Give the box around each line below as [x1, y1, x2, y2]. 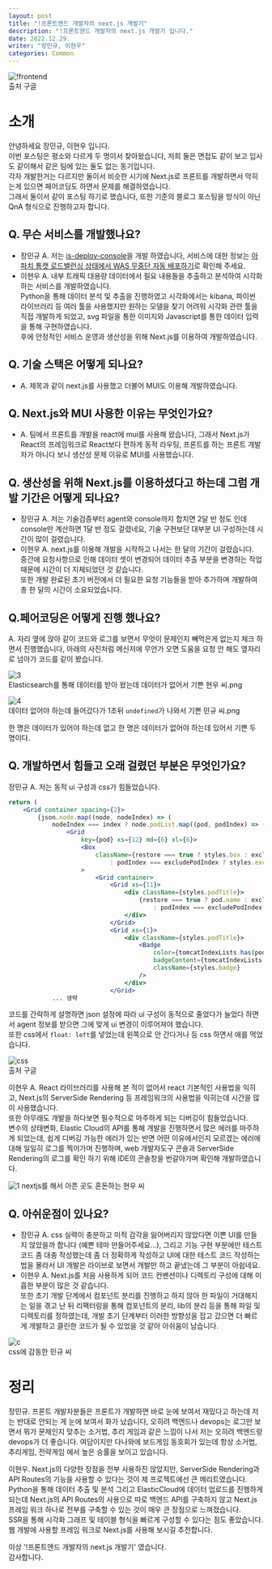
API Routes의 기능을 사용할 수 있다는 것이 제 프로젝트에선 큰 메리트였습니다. [8, 1474, 248, 1484]
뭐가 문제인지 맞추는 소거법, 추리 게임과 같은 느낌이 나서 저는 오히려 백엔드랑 [23, 1427, 263, 1437]
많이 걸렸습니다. [35, 534, 86, 544]
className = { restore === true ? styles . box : [95, 851, 249, 859]
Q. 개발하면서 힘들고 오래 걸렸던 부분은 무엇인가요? [8, 759, 247, 773]
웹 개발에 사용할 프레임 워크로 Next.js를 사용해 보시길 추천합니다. [8, 1525, 213, 1535]
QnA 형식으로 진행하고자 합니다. [8, 202, 110, 211]
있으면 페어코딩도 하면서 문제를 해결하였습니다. [23, 181, 171, 191]
